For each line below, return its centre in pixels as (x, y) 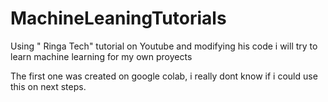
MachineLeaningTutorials (118, 18)
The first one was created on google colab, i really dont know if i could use (164, 76)
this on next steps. (48, 86)
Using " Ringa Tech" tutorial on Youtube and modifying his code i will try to (164, 46)
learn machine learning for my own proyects (101, 56)
